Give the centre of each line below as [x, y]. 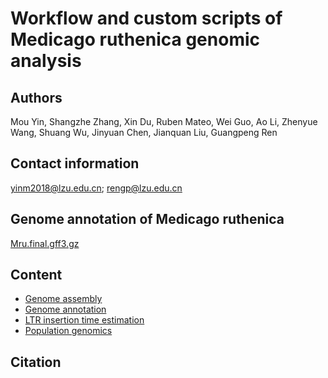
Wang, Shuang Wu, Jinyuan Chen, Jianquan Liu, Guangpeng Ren [144, 132]
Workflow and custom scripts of [146, 18]
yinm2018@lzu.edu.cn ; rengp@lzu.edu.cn [96, 188]
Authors [36, 97]
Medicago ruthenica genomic [135, 39]
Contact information [75, 163]
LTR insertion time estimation [84, 320]
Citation [36, 362]
